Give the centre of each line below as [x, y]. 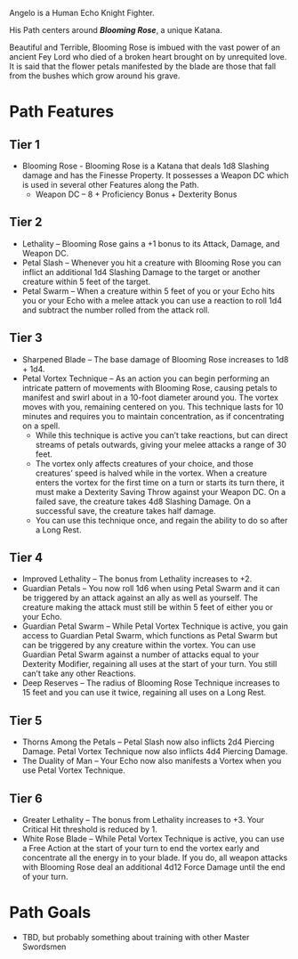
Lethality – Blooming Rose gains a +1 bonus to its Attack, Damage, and [151, 243]
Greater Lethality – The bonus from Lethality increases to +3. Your [143, 820]
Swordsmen [44, 947]
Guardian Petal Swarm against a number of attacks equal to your [141, 654]
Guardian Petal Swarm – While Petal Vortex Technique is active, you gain [155, 626]
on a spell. [41, 426]
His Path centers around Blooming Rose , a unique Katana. [116, 30]
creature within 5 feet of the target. [86, 281]
